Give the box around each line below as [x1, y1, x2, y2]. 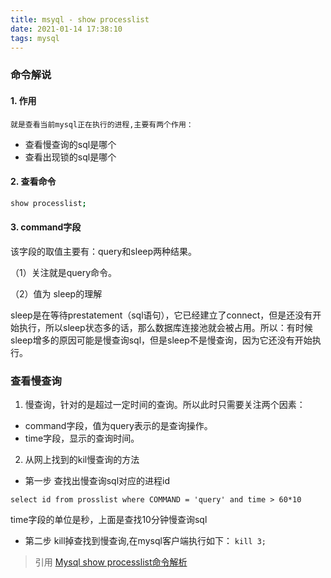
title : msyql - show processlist [10, 14, 150, 25]
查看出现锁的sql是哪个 [24, 151, 117, 163]
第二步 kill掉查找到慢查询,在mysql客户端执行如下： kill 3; [24, 535, 267, 547]
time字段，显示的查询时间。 [24, 432, 140, 445]
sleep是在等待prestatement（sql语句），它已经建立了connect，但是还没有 [10, 309, 313, 321]
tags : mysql [10, 33, 60, 43]
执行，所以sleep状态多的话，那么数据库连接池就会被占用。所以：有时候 [18, 321, 313, 333]
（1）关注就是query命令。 [10, 266, 118, 278]
